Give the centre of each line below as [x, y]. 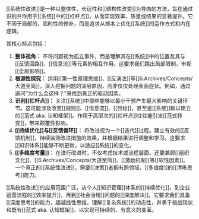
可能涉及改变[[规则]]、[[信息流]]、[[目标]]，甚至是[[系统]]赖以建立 [111, 108]
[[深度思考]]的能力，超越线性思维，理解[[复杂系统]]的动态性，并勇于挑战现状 [99, 202]
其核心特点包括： [27, 44]
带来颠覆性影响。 [50, 123]
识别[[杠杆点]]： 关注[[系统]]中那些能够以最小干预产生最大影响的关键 [99, 101]
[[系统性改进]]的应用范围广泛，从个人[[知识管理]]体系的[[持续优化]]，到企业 [98, 188]
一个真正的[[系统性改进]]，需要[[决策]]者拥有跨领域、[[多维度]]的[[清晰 [101, 167]
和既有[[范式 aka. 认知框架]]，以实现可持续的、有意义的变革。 [82, 210]
